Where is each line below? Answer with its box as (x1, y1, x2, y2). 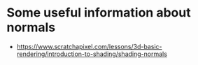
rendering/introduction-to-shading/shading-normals (16, 50, 167, 58)
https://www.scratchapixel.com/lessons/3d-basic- (16, 42, 162, 50)
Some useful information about (6, 5, 191, 21)
